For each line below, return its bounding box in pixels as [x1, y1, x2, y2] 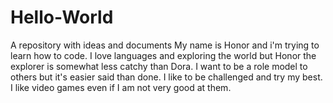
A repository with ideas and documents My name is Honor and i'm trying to [10, 39, 320, 51]
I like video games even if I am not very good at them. [10, 81, 232, 93]
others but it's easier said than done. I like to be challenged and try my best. [10, 71, 323, 83]
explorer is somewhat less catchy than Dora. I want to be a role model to [10, 60, 308, 72]
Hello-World [10, 6, 114, 29]
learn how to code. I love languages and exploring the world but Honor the [10, 49, 317, 61]
